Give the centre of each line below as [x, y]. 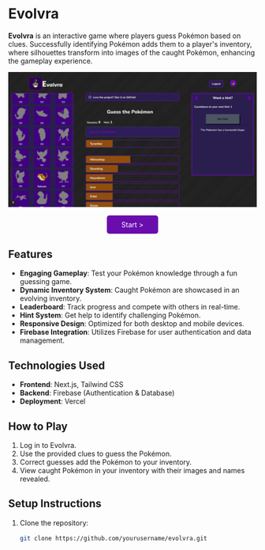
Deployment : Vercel [52, 401]
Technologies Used [56, 365]
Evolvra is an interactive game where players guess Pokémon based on [125, 36]
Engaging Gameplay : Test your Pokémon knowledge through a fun [129, 273]
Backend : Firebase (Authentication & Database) [97, 393]
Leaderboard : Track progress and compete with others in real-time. [130, 307]
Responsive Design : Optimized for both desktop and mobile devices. [132, 324]
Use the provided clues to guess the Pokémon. [95, 454]
